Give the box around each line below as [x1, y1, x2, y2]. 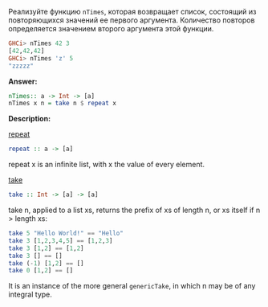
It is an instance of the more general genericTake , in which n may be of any [8, 281, 256, 291]
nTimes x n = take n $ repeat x [8, 100, 116, 108]
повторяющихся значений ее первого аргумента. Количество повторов [8, 15, 255, 25]
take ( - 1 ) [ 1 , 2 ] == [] [8, 259, 84, 268]
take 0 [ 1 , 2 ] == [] [8, 267, 74, 275]
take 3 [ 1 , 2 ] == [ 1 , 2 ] [8, 244, 84, 252]
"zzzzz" [8, 62, 35, 70]
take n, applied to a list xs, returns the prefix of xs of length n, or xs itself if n [8, 205, 261, 215]
